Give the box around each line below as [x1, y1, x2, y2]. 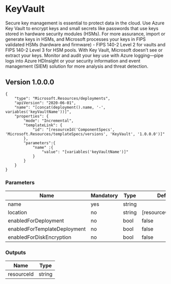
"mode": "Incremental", [23, 118, 74, 123]
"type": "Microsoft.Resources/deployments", [14, 96, 110, 101]
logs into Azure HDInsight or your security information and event [5, 58, 141, 64]
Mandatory [91, 192, 118, 199]
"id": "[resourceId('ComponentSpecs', [32, 127, 115, 132]
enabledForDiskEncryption [8, 234, 72, 241]
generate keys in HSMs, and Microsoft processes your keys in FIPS [5, 36, 146, 42]
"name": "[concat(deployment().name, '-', [14, 105, 106, 110]
